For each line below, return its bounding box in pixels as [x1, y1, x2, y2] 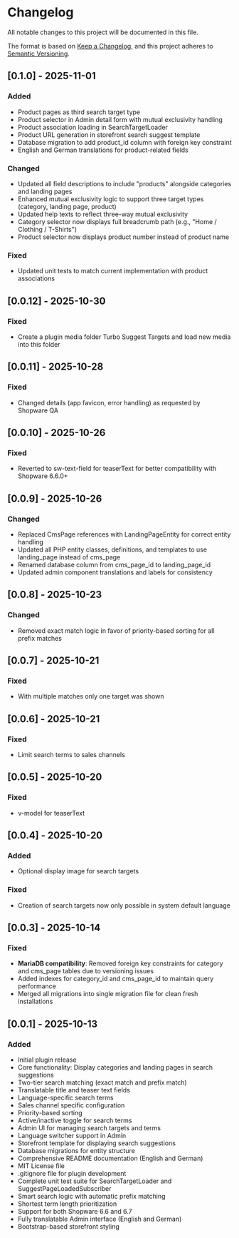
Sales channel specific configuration [17, 1101, 125, 1110]
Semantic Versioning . [7, 49, 70, 58]
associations [17, 274, 55, 283]
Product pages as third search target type [17, 108, 141, 116]
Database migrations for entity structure [17, 1147, 135, 1155]
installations [17, 997, 53, 1006]
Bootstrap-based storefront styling [17, 1222, 119, 1231]
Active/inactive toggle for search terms [17, 1116, 132, 1125]
